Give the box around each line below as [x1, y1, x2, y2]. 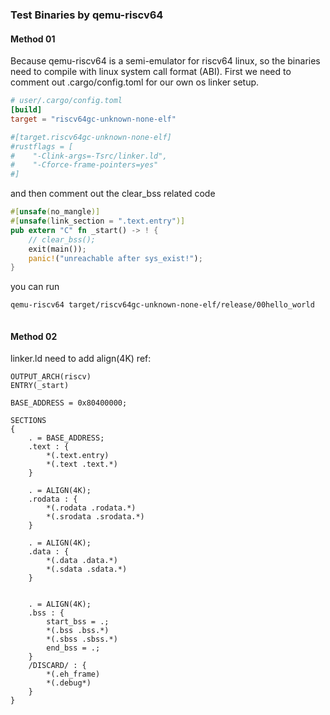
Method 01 [10, 33, 56, 45]
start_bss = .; [46, 617, 110, 627]
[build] [10, 105, 43, 115]
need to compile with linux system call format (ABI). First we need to [10, 66, 292, 78]
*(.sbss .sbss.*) [46, 634, 118, 645]
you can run [10, 281, 60, 293]
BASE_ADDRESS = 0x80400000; [10, 398, 128, 408]
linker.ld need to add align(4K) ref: [10, 353, 152, 365]
